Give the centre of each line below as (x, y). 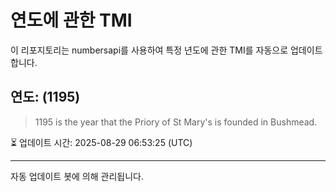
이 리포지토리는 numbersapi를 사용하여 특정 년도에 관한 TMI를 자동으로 (149, 50)
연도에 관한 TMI (71, 20)
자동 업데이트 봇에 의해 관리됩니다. (77, 176)
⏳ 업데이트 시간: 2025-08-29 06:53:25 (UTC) (101, 142)
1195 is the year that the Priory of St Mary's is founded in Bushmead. (176, 122)
